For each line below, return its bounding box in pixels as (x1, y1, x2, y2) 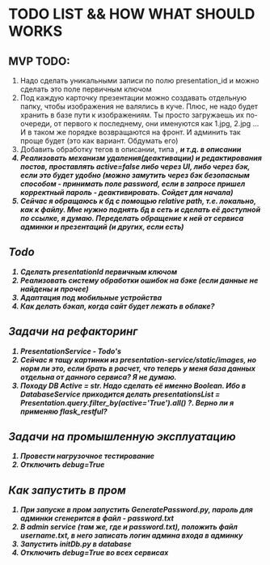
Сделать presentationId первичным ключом (19, 266, 178, 276)
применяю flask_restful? (19, 406, 108, 416)
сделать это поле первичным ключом (19, 84, 152, 94)
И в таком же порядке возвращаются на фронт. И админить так (19, 127, 241, 137)
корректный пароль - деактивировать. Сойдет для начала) (19, 188, 234, 197)
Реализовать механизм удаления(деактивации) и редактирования (19, 153, 263, 163)
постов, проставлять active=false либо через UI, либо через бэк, (19, 162, 251, 171)
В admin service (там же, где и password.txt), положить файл (19, 522, 238, 532)
